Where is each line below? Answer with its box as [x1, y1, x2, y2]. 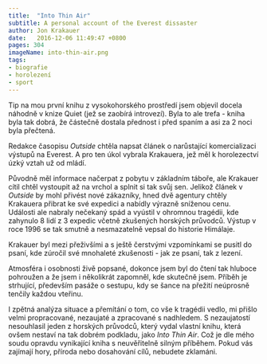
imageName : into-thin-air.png [8, 49, 109, 57]
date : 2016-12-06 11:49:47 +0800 [8, 33, 127, 42]
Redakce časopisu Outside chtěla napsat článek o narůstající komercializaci [8, 141, 257, 151]
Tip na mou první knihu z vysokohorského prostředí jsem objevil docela [8, 100, 243, 110]
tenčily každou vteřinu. [8, 288, 84, 299]
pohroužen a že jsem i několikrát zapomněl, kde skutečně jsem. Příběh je [8, 272, 248, 281]
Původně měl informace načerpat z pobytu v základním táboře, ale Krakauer [8, 173, 259, 183]
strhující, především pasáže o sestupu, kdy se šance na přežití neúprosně [8, 280, 249, 290]
